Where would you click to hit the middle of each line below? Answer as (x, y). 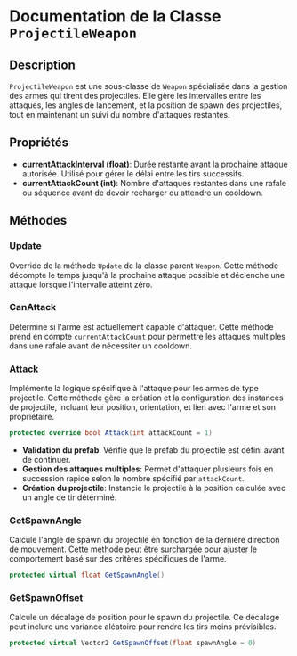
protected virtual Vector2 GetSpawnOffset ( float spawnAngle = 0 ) (132, 644)
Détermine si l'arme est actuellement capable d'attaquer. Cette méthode (141, 326)
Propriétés (39, 143)
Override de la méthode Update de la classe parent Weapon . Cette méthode (144, 266)
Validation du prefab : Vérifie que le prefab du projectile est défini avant (153, 450)
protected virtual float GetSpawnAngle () (87, 575)
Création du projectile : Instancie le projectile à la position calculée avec (154, 488)
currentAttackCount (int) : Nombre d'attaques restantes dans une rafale (154, 183)
